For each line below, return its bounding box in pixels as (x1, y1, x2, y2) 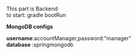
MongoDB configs (6, 23, 54, 30)
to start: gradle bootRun (6, 11, 66, 19)
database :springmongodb (6, 41, 74, 48)
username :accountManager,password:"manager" (6, 35, 132, 41)
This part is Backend (6, 5, 58, 12)
